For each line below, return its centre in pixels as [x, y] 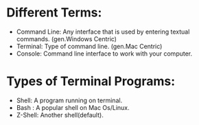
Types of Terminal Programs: [91, 81]
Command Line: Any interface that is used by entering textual [103, 32]
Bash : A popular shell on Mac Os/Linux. [73, 107]
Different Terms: [54, 13]
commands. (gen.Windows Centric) [67, 38]
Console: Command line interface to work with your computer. [104, 54]
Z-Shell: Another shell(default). [60, 115]
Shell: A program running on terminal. [69, 100]
